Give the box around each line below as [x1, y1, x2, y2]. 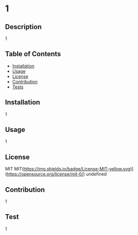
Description [5, 23, 42, 31]
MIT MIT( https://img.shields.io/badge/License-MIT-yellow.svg [5, 166, 131, 172]
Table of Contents [5, 50, 61, 58]
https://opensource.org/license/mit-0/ [6, 171, 83, 177]
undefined [85, 171, 107, 177]
